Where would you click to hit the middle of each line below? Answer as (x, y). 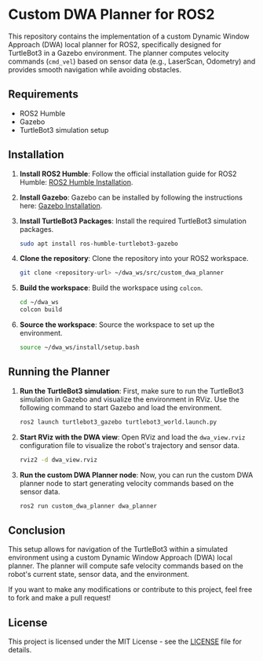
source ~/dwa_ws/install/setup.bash (79, 347)
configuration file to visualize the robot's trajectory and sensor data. (129, 445)
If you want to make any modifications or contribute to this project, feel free (130, 589)
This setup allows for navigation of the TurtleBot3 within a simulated (118, 549)
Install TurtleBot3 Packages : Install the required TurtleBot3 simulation (133, 221)
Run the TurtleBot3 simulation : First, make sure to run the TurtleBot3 (131, 391)
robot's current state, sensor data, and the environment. (99, 575)
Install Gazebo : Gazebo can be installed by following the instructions (131, 197)
